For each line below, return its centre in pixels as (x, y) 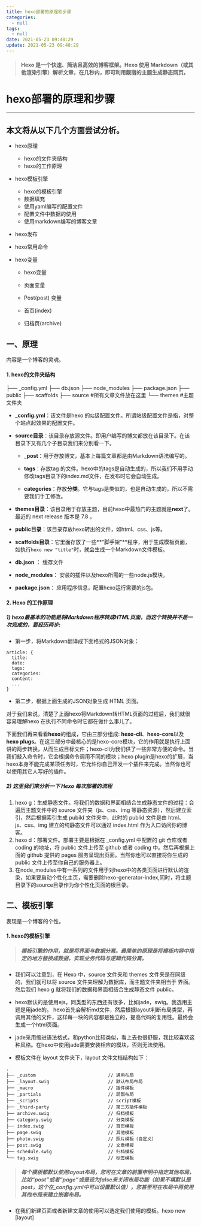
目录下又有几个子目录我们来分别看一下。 (65, 443)
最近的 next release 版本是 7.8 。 (55, 516)
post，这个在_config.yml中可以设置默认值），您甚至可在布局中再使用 (107, 1187)
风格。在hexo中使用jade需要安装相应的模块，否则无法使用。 (94, 1045)
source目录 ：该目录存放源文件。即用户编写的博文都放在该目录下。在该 (102, 436)
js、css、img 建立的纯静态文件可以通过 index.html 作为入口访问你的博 (101, 825)
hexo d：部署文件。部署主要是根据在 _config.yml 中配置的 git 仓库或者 (101, 840)
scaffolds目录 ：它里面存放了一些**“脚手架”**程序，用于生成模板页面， (102, 542)
